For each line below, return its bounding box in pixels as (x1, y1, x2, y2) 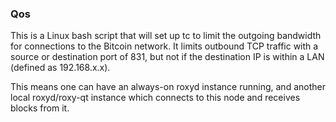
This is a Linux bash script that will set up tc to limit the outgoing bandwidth (10, 30, 322, 42)
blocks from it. (10, 102, 70, 114)
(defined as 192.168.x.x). (10, 62, 111, 74)
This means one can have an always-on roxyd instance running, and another (10, 81, 326, 93)
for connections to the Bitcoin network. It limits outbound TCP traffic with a (10, 40, 319, 52)
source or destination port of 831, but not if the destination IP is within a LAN (10, 51, 325, 63)
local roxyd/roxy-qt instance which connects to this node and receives (10, 92, 301, 104)
